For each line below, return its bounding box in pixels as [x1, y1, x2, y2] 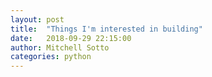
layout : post [10, 14, 65, 25]
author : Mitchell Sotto [10, 42, 110, 53]
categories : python [10, 52, 92, 62]
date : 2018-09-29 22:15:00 [10, 33, 132, 43]
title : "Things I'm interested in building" [10, 24, 203, 34]
